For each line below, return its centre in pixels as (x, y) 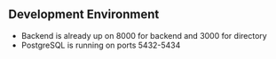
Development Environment (84, 15)
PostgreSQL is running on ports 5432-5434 (101, 45)
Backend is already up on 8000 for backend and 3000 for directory (144, 35)
